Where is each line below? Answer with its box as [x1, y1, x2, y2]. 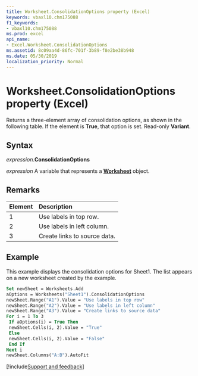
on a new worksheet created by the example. [6, 274, 117, 281]
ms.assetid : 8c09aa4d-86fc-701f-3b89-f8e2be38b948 [6, 48, 134, 54]
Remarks [6, 185, 40, 195]
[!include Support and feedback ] [6, 363, 84, 370]
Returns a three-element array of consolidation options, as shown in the [6, 117, 183, 124]
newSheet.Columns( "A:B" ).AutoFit [6, 352, 89, 358]
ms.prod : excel [6, 31, 44, 37]
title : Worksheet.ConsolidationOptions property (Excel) [6, 8, 150, 15]
